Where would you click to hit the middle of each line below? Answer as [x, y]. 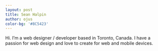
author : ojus [19, 19]
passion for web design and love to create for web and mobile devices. [79, 43]
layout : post [19, 10]
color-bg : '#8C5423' [27, 24]
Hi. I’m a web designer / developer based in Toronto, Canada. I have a [78, 38]
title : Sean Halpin [26, 14]
